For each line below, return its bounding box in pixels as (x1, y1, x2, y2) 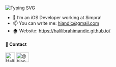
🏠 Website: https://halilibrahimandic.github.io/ (12, 28, 111, 34)
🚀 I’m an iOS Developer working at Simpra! (12, 15, 102, 20)
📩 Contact (5, 41, 27, 47)
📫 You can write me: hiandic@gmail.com (12, 20, 99, 26)
